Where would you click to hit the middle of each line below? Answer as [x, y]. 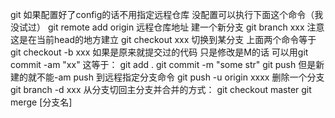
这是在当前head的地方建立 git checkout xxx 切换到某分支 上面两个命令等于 [163, 39]
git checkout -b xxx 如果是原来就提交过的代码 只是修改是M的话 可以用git [159, 52]
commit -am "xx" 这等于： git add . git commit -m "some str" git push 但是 [163, 64]
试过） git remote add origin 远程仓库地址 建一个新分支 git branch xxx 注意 [171, 27]
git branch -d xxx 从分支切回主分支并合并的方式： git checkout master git [161, 89]
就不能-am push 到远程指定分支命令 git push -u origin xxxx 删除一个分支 [176, 77]
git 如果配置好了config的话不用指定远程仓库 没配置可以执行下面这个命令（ [162, 14]
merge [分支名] [41, 102]
